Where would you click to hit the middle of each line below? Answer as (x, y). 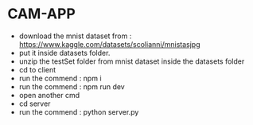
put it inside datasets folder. (64, 53)
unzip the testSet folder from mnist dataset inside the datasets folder (132, 61)
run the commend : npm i (60, 78)
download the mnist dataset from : (75, 36)
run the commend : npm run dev (72, 86)
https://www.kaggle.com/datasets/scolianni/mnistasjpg (109, 44)
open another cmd (49, 95)
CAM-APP (42, 14)
